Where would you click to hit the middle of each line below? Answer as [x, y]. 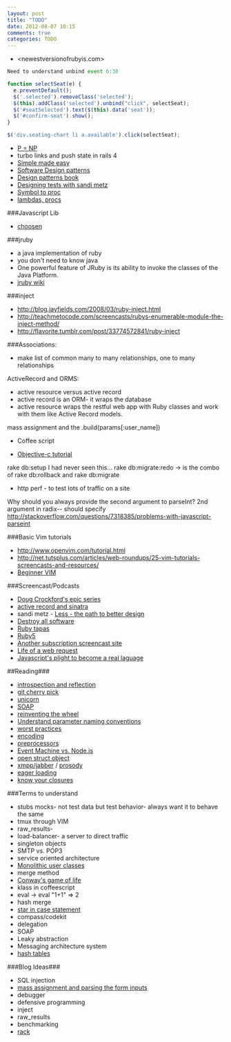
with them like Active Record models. [70, 414]
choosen [30, 226]
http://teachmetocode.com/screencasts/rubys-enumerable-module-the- [120, 316]
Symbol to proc [39, 192]
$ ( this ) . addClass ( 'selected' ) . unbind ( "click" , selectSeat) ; [101, 103]
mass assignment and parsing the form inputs [82, 987]
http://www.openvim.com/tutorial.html [71, 550]
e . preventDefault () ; [43, 90]
